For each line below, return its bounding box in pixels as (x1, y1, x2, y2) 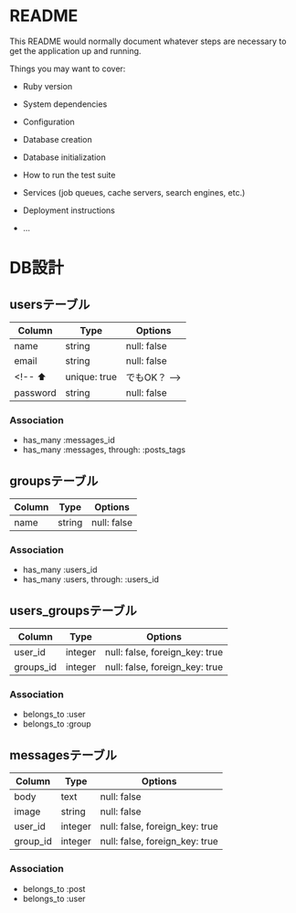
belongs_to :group (22, 718, 91, 729)
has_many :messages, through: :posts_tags (22, 444, 185, 455)
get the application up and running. (9, 45, 142, 56)
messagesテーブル (9, 747, 117, 763)
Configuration (22, 116, 75, 127)
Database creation (22, 133, 93, 144)
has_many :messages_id (22, 435, 116, 446)
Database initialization (22, 152, 107, 163)
